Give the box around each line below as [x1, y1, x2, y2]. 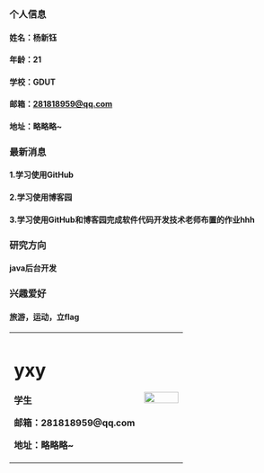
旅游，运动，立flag [9, 311, 80, 322]
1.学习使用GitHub [9, 169, 75, 181]
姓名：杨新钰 [9, 31, 57, 42]
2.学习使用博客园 [9, 192, 73, 202]
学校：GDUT [9, 76, 57, 87]
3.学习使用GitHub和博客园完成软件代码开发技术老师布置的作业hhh [9, 214, 256, 225]
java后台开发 [9, 263, 57, 273]
